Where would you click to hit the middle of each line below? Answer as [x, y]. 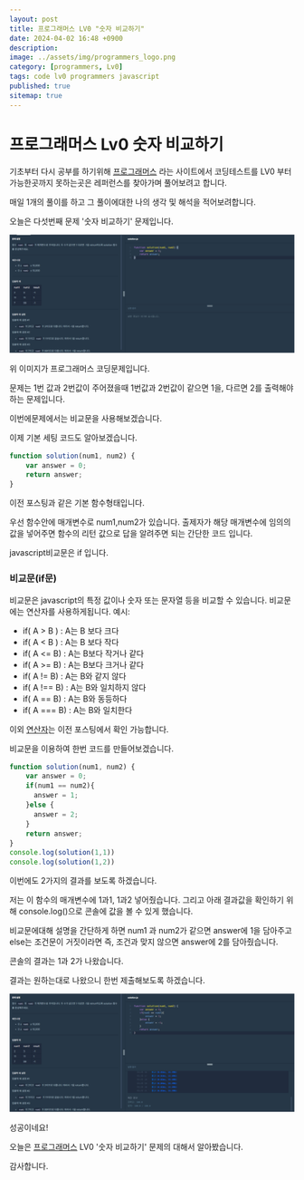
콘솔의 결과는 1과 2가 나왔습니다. [66, 962]
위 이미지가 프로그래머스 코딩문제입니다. [80, 368]
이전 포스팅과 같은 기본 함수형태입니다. [77, 503]
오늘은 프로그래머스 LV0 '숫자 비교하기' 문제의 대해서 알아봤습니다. [127, 1147]
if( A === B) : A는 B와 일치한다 [77, 710]
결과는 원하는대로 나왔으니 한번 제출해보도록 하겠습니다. [107, 981]
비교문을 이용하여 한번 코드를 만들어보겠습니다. [92, 749]
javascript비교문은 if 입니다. [59, 553]
